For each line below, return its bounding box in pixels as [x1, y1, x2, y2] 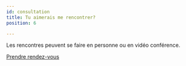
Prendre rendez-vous [6, 53, 59, 61]
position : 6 [6, 20, 36, 26]
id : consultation [6, 8, 50, 15]
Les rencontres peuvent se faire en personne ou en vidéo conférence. [6, 41, 181, 49]
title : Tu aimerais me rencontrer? [6, 14, 96, 20]
